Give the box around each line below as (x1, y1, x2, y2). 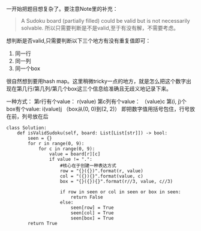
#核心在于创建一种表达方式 (59, 163, 117, 169)
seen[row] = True (70, 205, 114, 211)
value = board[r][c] (49, 151, 101, 157)
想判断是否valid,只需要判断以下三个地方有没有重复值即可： (6, 37, 151, 44)
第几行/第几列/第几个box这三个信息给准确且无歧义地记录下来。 (16, 85, 172, 92)
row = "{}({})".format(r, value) (59, 168, 144, 174)
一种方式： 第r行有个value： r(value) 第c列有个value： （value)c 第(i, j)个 (6, 98, 187, 105)
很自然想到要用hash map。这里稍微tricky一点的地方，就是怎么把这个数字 (6, 77, 187, 85)
